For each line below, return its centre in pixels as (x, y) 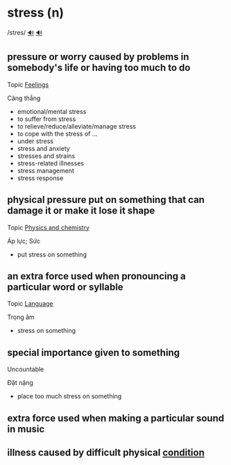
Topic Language (30, 304)
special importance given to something (94, 352)
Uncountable (26, 369)
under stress (35, 141)
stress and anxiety (44, 148)
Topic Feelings (28, 84)
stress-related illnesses (51, 163)
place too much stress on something (69, 396)
